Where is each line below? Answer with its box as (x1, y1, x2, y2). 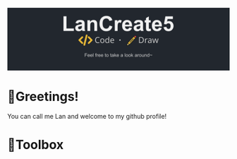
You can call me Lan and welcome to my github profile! (7, 112, 167, 120)
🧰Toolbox (7, 136, 64, 153)
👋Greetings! (7, 88, 79, 105)
